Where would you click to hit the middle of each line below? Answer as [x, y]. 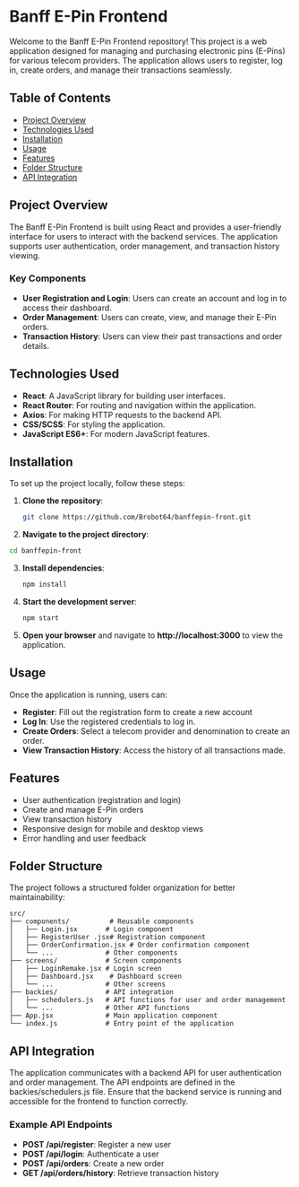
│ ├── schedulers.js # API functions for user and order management [148, 1000]
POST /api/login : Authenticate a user [90, 1154]
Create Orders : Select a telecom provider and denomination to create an [156, 731]
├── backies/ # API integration [92, 992]
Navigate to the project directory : [85, 535]
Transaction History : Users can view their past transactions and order [152, 336]
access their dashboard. [67, 308]
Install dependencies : [63, 568]
